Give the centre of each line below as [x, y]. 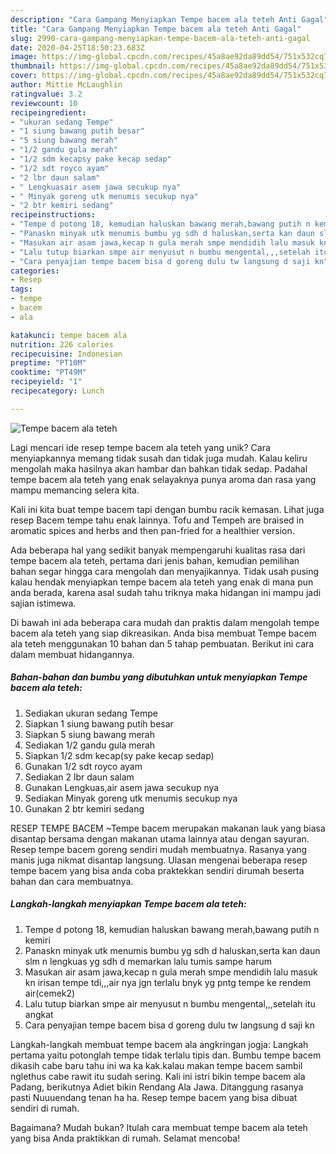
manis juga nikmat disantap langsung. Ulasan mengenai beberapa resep [159, 860]
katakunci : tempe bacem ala [69, 335]
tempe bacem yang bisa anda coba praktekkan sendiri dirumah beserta [157, 870]
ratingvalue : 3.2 [46, 94]
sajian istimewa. [43, 603]
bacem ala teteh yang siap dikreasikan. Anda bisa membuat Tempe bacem [163, 633]
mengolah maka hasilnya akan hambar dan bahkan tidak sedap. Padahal [159, 468]
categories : [35, 271]
